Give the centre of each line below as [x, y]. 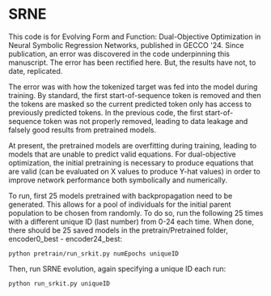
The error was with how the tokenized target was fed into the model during [133, 87]
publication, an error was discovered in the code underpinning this [119, 54]
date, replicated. [36, 71]
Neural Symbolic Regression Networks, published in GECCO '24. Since [126, 45]
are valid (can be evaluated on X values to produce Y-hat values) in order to [134, 171]
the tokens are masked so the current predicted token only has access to [130, 104]
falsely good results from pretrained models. [82, 130]
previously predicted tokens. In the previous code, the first [106, 112]
